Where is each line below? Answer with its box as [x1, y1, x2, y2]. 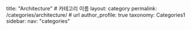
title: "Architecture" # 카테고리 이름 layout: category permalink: [6, 5, 157, 12]
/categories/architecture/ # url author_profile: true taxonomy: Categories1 [6, 12, 186, 18]
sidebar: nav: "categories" [6, 18, 70, 24]
